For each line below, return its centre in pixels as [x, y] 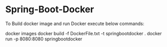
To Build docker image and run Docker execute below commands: [75, 24]
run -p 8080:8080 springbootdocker [44, 39]
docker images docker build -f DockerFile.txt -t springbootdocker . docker [84, 33]
